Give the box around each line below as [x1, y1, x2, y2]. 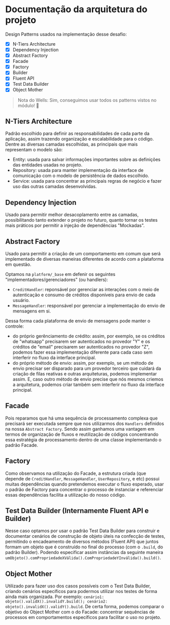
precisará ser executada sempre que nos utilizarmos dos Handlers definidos [5, 420, 164, 427]
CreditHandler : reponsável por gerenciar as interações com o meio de [12, 286, 159, 292]
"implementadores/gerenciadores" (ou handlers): [5, 276, 108, 283]
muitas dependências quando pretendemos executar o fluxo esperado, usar [5, 481, 164, 487]
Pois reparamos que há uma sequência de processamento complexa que [5, 415, 158, 421]
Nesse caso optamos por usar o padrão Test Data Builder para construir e [5, 528, 160, 534]
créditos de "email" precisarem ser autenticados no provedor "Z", [12, 343, 150, 350]
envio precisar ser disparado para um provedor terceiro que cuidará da [12, 365, 161, 371]
